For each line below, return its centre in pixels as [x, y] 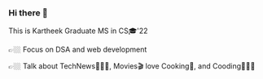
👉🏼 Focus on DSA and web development [78, 50]
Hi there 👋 [28, 13]
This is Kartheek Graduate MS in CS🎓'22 [78, 31]
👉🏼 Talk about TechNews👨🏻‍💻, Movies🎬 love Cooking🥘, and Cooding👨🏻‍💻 [132, 66]
